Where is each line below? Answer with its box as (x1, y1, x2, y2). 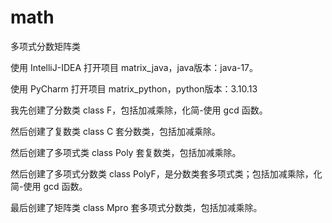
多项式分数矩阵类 (10, 40, 81, 52)
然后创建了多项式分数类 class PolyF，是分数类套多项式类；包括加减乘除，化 (10, 167, 323, 180)
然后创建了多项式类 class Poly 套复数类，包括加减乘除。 (10, 146, 242, 158)
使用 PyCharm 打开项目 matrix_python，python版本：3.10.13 (10, 82, 258, 95)
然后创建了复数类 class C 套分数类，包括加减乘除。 (10, 125, 222, 137)
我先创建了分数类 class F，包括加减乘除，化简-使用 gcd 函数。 (10, 104, 268, 116)
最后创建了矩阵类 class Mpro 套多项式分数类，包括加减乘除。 (10, 201, 263, 213)
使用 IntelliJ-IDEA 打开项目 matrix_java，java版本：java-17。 (10, 61, 259, 73)
